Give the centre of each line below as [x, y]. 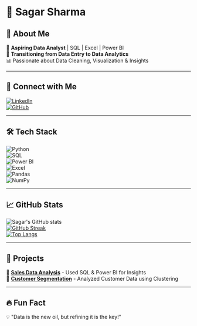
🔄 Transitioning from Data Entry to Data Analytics [67, 54]
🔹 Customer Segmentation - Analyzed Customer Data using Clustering [92, 279]
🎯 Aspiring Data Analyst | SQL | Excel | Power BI [65, 48]
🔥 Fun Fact [26, 303]
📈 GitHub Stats [35, 205]
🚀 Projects [25, 258]
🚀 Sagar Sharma [46, 12]
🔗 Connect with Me [42, 87]
